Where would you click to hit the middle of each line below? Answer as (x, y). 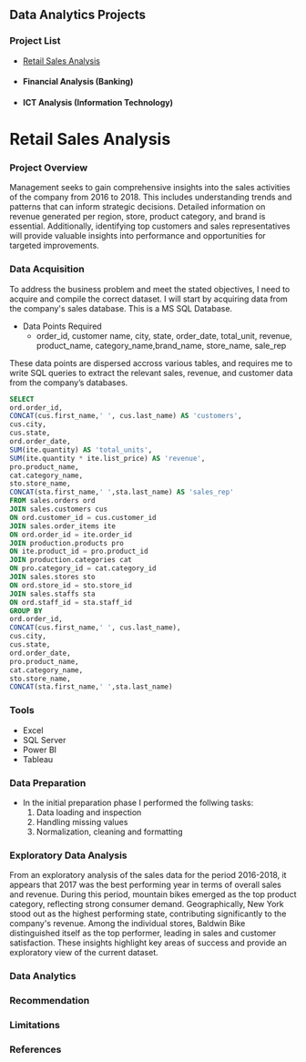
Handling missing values (82, 822)
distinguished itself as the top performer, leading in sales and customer (143, 934)
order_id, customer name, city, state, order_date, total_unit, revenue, (164, 335)
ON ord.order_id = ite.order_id (71, 535)
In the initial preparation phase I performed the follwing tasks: (138, 802)
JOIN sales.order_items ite (63, 526)
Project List (35, 41)
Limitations (35, 1025)
